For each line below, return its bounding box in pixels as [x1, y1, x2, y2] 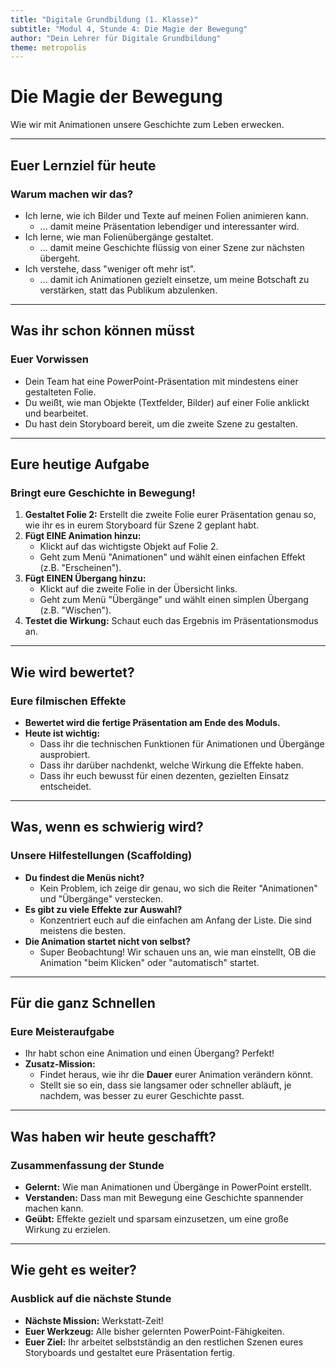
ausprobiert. [39, 748, 91, 760]
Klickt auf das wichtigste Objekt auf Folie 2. [39, 541, 219, 553]
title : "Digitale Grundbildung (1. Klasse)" [10, 14, 199, 25]
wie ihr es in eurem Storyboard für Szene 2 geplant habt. [24, 519, 260, 531]
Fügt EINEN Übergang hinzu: [24, 572, 147, 585]
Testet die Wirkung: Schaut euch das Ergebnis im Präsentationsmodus [24, 615, 319, 627]
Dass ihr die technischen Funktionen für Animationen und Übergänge [39, 737, 325, 750]
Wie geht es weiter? [10, 1262, 137, 1279]
